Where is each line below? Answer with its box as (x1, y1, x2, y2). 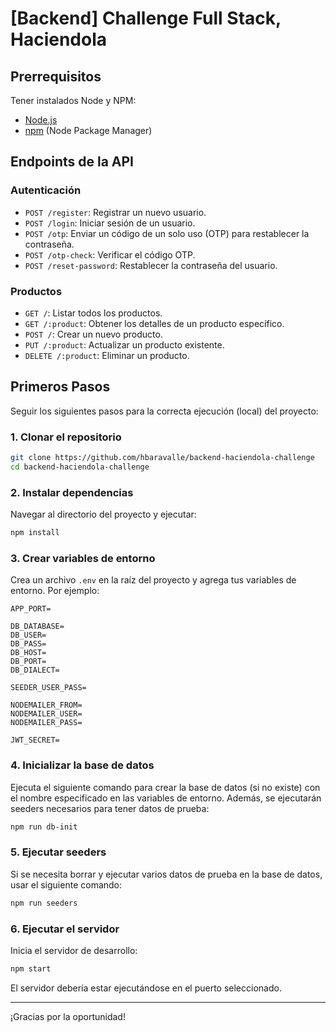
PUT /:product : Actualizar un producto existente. (24, 338, 225, 351)
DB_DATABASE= (10, 622, 65, 632)
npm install (10, 528, 60, 538)
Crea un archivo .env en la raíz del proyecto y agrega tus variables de (10, 574, 297, 586)
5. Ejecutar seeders (10, 845, 107, 859)
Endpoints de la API (10, 153, 134, 171)
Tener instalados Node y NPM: (10, 95, 137, 106)
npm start (10, 963, 52, 974)
